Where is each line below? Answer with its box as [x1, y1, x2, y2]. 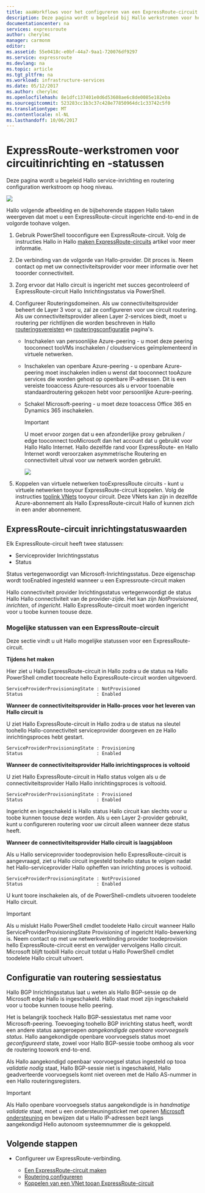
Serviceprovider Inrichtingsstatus [15, 552, 99, 559]
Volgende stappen [6, 1138, 78, 1149]
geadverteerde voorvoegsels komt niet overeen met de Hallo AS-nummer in [6, 1071, 197, 1078]
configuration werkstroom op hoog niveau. [6, 183, 114, 190]
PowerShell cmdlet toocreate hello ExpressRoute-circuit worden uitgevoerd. [6, 674, 197, 682]
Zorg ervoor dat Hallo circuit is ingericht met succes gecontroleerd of [15, 281, 190, 288]
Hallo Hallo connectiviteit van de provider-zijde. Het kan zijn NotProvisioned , [6, 595, 198, 602]
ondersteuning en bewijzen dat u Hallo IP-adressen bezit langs [6, 1114, 164, 1121]
